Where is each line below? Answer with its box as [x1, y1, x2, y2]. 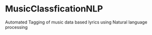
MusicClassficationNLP [5, 3, 103, 14]
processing [5, 24, 28, 30]
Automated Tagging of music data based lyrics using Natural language [5, 19, 148, 25]
